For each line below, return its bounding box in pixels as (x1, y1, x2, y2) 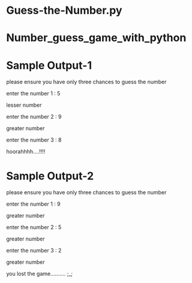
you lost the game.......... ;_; (6, 270, 73, 278)
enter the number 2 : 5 (6, 224, 62, 231)
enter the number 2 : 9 (6, 113, 62, 121)
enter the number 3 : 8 (6, 136, 62, 144)
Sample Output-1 (6, 58, 92, 72)
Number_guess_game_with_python (6, 31, 187, 45)
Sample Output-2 (6, 169, 94, 183)
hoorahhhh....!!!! (6, 148, 46, 155)
